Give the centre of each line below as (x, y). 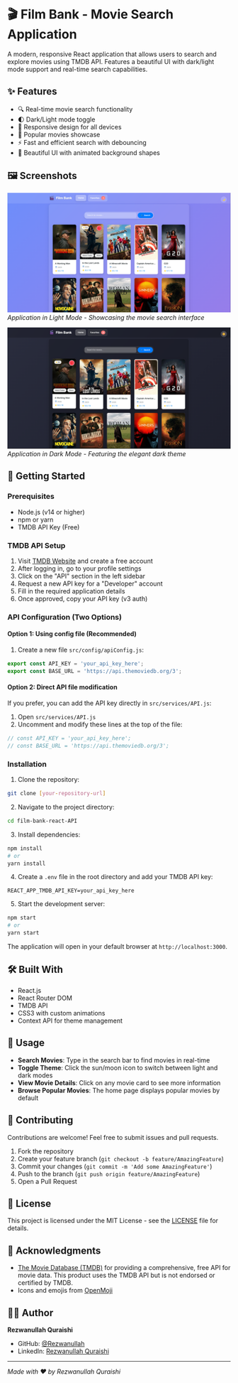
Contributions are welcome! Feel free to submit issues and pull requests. (113, 1137)
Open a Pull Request (47, 1181)
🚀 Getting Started (46, 477)
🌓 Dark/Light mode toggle (56, 119)
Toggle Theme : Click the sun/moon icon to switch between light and (118, 1067)
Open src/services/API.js (57, 717)
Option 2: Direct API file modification (63, 687)
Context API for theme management (70, 1021)
